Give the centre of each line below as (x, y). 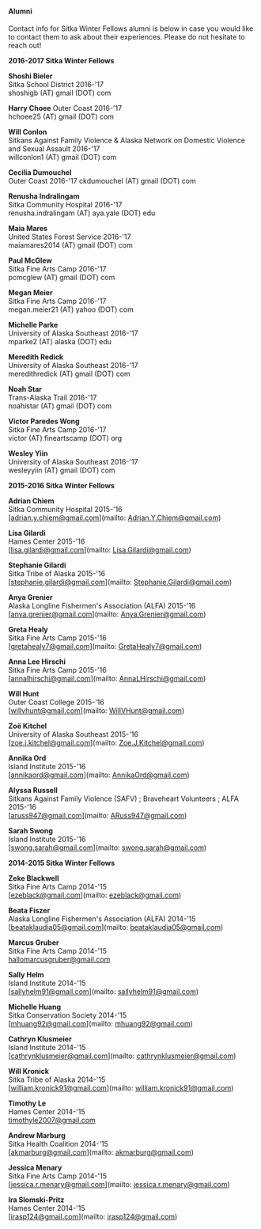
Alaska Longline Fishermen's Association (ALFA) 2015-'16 (102, 606)
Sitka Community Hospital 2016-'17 (65, 205)
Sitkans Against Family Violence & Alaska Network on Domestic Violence (127, 140)
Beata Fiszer (29, 911)
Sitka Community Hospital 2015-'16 (65, 510)
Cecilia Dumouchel (40, 173)
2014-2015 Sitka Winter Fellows (62, 863)
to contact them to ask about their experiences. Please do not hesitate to (127, 37)
